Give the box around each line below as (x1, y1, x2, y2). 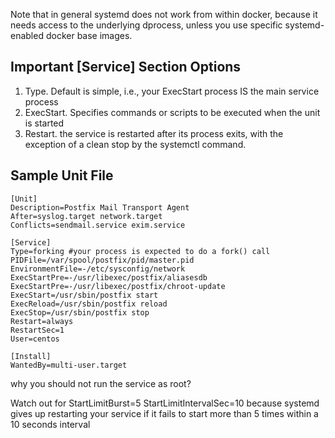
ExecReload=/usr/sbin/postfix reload (10, 299, 168, 309)
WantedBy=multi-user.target (10, 360, 128, 370)
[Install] (10, 351, 52, 361)
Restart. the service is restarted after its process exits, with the (24, 127, 284, 139)
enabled (10, 30, 44, 41)
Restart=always (10, 316, 74, 326)
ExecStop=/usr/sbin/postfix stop (10, 307, 150, 318)
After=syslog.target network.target (10, 211, 163, 221)
